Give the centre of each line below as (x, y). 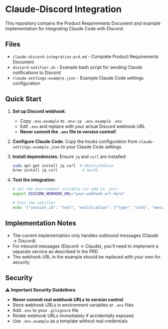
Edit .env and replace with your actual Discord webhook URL (82, 126)
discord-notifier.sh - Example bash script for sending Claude (77, 67)
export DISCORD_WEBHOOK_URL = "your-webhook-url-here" (69, 194)
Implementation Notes (41, 223)
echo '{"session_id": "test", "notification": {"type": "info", (81, 207)
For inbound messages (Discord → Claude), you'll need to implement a (86, 246)
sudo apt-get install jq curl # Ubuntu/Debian (63, 166)
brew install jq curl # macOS (55, 170)
